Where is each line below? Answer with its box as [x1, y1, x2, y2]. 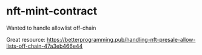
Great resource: [6, 36, 45, 43]
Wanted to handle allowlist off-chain [6, 24, 96, 31]
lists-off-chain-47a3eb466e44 [6, 42, 83, 50]
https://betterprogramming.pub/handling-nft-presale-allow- [46, 36, 196, 43]
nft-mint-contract [6, 4, 98, 18]
